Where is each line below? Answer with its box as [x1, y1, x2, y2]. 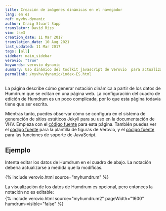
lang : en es [5, 12, 30, 17]
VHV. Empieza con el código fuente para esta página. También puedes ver [5, 121, 157, 127]
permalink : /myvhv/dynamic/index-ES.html [5, 72, 92, 77]
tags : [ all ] [5, 49, 30, 53]
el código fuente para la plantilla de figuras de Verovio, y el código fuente [5, 126, 155, 132]
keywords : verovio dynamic [5, 62, 61, 67]
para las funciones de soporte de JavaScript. [5, 132, 97, 138]
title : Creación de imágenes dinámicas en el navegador [5, 7, 123, 12]
